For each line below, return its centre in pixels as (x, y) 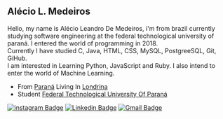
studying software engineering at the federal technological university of (111, 36)
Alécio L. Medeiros (49, 12)
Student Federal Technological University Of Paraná (92, 94)
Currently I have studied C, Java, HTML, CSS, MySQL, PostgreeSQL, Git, (112, 50)
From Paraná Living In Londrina (62, 86)
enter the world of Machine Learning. (61, 73)
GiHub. (18, 58)
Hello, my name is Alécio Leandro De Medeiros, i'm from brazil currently (111, 28)
